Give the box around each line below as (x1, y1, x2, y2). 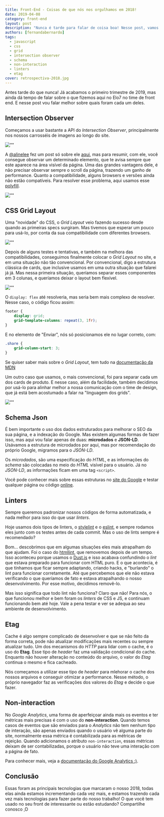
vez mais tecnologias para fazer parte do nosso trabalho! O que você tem (5, 795, 153, 802)
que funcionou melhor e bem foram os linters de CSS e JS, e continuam (5, 596, 150, 602)
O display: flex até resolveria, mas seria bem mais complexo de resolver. (5, 294, 155, 300)
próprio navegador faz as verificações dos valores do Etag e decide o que (5, 679, 155, 685)
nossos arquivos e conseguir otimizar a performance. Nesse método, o (5, 674, 148, 680)
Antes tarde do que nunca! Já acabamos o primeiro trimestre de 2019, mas (5, 89, 156, 95)
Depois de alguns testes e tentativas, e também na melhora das (5, 249, 134, 255)
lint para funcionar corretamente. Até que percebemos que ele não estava (5, 570, 155, 576)
